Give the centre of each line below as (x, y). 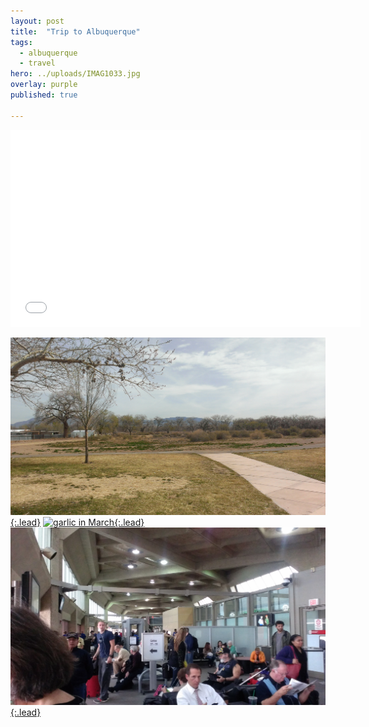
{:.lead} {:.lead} (77, 522)
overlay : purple (44, 85)
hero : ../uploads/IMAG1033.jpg (75, 74)
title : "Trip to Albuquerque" (75, 31)
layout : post (37, 21)
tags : (21, 42)
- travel (37, 63)
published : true (44, 95)
